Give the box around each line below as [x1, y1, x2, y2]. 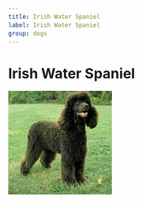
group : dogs [8, 29, 47, 37]
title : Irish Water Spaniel [8, 13, 101, 21]
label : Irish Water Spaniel [8, 21, 101, 29]
